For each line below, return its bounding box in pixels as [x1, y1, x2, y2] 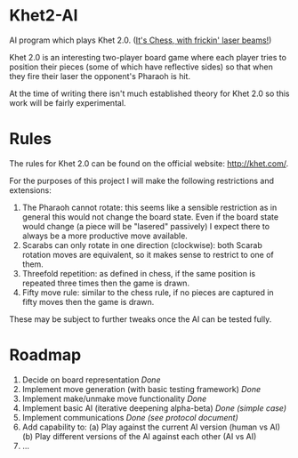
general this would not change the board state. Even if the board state [21, 211, 278, 222]
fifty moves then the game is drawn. [21, 296, 155, 307]
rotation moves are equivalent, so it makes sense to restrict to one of [21, 249, 274, 260]
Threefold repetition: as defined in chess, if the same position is [21, 268, 256, 278]
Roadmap [9, 345, 82, 366]
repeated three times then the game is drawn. [21, 277, 189, 288]
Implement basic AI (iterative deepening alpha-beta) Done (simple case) [21, 402, 287, 414]
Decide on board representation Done [21, 374, 161, 385]
